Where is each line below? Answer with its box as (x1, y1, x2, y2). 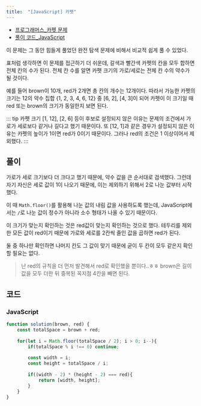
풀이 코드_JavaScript (14, 34, 65, 41)
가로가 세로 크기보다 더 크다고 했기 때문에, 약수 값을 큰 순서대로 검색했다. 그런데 (6, 174, 192, 181)
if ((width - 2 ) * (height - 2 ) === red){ (28, 372, 133, 378)
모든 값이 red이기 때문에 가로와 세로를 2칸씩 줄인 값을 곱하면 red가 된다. (12, 229, 181, 236)
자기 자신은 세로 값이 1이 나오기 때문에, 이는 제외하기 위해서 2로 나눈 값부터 (6, 181, 181, 188)
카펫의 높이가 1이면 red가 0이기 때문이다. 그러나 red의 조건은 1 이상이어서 (17, 130, 188, 137)
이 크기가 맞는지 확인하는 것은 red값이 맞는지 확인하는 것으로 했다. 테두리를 (6, 222, 181, 229)
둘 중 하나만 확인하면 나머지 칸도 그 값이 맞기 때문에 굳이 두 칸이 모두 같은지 (6, 242, 182, 250)
